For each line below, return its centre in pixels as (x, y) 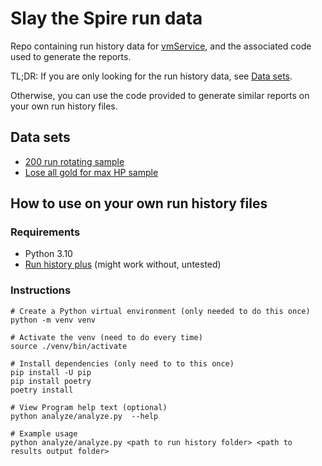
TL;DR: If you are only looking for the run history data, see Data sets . (151, 76)
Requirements (45, 232)
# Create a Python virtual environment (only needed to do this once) (160, 311)
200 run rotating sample (74, 161)
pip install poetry (51, 381)
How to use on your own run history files (139, 203)
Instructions (41, 290)
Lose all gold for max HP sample (91, 172)
